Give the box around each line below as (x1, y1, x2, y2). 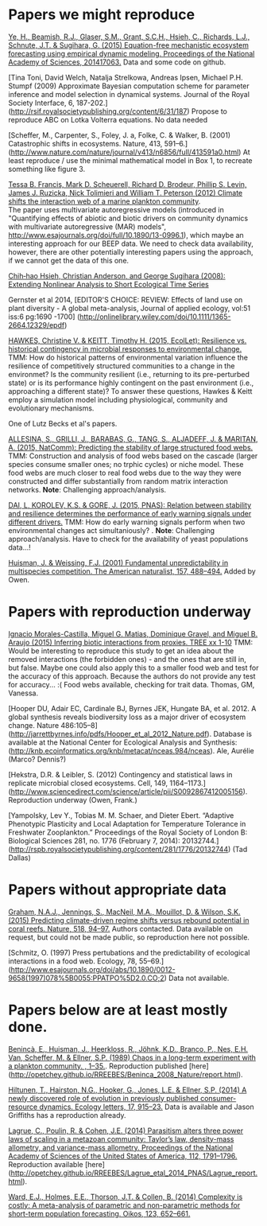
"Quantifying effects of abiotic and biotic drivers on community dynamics (8, 213, 249, 223)
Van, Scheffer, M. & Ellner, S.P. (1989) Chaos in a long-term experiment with (8, 1053, 257, 1062)
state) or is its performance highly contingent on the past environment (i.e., (8, 378, 254, 387)
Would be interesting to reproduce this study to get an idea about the (8, 646, 234, 656)
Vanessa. (8, 688, 38, 698)
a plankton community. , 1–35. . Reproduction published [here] (8, 1061, 209, 1071)
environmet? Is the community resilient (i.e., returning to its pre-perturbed (8, 369, 250, 379)
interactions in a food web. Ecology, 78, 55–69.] (8, 956, 164, 966)
